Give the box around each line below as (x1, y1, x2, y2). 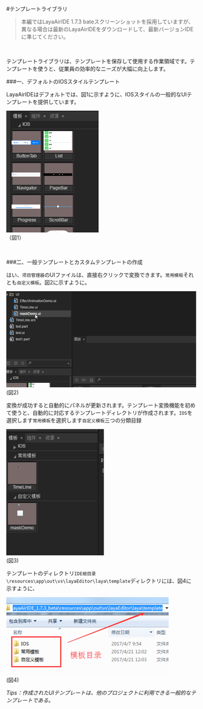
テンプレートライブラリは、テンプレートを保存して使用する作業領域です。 (6, 58, 190, 65)
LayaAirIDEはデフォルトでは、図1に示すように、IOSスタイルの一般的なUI (6, 91, 187, 98)
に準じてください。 (20, 33, 69, 40)
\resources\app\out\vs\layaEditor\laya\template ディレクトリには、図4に (6, 577, 192, 584)
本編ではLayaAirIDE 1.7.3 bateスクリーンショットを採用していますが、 (20, 18, 194, 25)
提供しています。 (37, 98, 80, 106)
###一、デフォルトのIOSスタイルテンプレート (6, 78, 120, 85)
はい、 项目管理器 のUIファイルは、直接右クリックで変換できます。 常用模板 (6, 271, 184, 279)
